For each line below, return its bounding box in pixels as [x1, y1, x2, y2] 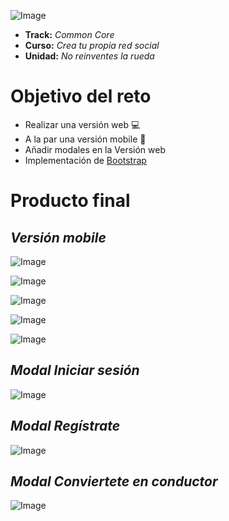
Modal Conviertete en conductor [10, 473, 218, 490]
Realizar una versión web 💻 [24, 118, 141, 130]
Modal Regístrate [10, 418, 121, 435]
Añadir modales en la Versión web [24, 143, 166, 155]
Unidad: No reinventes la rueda [24, 50, 155, 62]
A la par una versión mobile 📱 [24, 133, 147, 145]
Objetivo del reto [10, 85, 152, 108]
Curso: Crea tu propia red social [24, 40, 160, 51]
